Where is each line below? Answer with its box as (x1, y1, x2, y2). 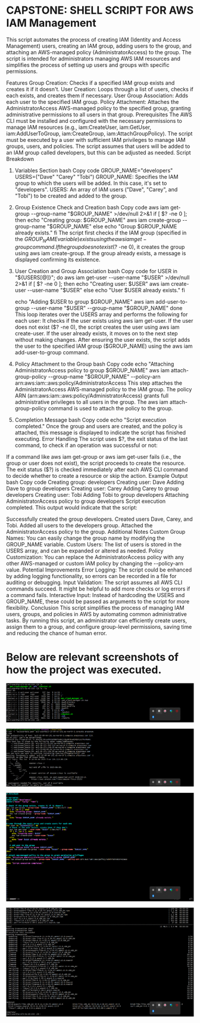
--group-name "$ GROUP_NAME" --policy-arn (48, 373, 161, 380)
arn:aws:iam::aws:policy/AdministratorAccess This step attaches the (14, 379, 183, 387)
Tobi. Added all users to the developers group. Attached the (6, 521, 153, 529)
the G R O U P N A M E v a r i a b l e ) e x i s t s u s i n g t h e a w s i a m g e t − (14, 235, 147, 244)
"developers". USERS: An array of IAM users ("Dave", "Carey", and (14, 186, 178, 193)
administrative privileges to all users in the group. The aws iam (14, 398, 168, 406)
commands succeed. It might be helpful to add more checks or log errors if (6, 585, 190, 592)
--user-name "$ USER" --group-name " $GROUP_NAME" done (30, 304, 183, 311)
